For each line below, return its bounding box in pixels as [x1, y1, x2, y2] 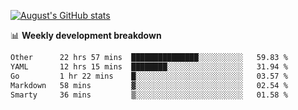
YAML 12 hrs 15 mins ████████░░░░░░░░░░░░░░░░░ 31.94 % [10, 61, 288, 72]
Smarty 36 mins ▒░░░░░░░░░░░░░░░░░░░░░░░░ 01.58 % [10, 90, 288, 100]
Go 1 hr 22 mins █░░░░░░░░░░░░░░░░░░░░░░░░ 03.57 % [10, 71, 288, 81]
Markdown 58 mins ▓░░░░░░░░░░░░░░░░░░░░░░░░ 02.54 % [10, 80, 288, 90]
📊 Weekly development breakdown [10, 30, 162, 41]
